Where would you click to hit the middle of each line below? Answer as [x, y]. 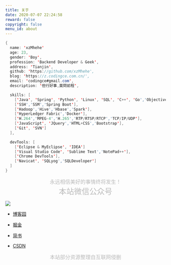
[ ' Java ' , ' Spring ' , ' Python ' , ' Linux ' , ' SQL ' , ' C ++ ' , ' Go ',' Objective [91, 100]
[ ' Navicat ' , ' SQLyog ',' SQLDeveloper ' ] [55, 161]
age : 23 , [19, 52]
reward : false [20, 19]
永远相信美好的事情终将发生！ [85, 182]
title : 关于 [17, 10]
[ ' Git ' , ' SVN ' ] [31, 128]
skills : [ [20, 95]
